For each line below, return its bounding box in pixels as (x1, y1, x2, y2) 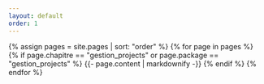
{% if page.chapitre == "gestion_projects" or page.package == (8, 50, 219, 60)
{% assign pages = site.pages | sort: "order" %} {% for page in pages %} (8, 41, 253, 51)
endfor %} (8, 67, 43, 77)
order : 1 (8, 19, 38, 27)
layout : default (8, 11, 63, 20)
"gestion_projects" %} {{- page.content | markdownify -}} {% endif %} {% (8, 58, 258, 69)
